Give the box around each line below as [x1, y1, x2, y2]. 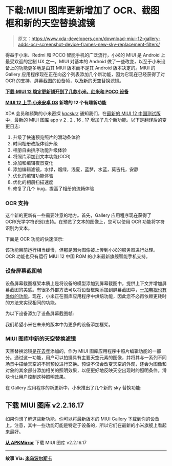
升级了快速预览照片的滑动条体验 [12, 134, 80, 140]
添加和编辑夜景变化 [12, 160, 54, 166]
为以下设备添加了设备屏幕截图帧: [5, 310, 74, 316]
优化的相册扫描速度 [12, 179, 54, 185]
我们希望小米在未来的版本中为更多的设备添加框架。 [5, 321, 113, 327]
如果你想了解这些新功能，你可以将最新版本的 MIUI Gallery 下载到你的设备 [5, 416, 160, 422]
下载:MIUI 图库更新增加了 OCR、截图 [5, 5, 160, 16]
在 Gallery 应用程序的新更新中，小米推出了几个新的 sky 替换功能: [5, 384, 142, 390]
